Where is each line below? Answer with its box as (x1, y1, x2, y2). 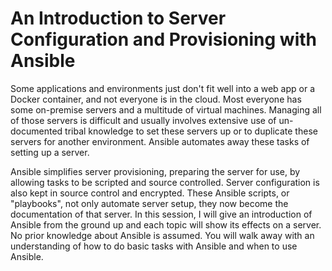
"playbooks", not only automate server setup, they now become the (10, 197, 289, 209)
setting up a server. (10, 146, 90, 158)
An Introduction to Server (10, 7, 227, 30)
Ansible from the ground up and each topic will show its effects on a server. (10, 218, 322, 231)
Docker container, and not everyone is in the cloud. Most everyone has (10, 93, 302, 105)
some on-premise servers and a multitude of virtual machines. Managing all (10, 103, 322, 116)
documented (10, 125, 63, 137)
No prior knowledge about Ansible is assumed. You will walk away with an (10, 229, 315, 241)
